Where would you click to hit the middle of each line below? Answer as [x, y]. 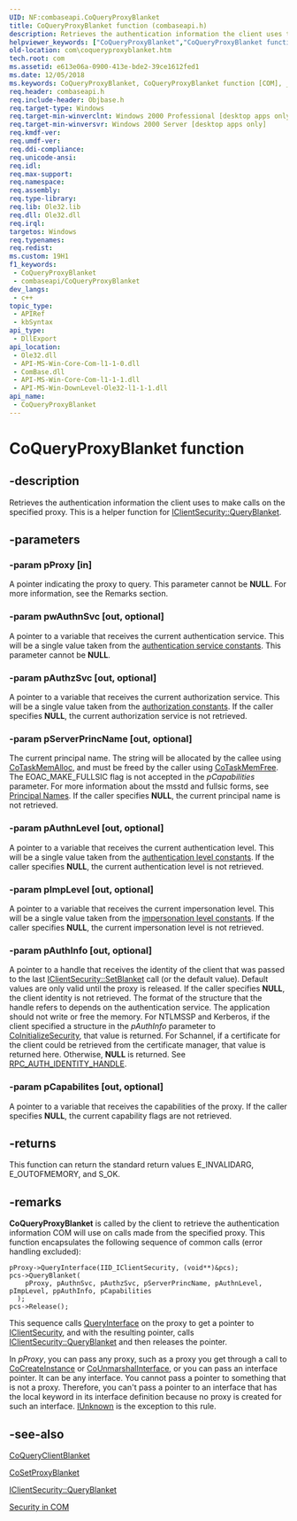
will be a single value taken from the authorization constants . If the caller [141, 706]
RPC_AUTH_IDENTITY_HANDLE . [68, 1064]
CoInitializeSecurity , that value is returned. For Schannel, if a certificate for [145, 1036]
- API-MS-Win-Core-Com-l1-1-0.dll [76, 363]
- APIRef [29, 314]
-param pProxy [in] [51, 565]
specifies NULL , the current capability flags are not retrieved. [121, 1115]
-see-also [37, 1434]
